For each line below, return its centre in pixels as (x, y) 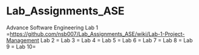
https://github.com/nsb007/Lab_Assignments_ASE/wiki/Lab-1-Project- (97, 33)
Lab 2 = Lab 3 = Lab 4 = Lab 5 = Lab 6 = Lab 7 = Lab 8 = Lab (116, 40)
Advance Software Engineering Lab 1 (52, 27)
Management (23, 40)
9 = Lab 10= (21, 47)
